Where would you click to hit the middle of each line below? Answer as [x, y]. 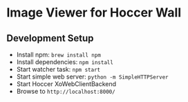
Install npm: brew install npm [59, 54]
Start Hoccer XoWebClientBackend [66, 84]
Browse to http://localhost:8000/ [66, 91]
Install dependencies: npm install [65, 62]
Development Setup [50, 38]
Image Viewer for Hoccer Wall [94, 13]
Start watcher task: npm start [58, 69]
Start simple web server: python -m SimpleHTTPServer [92, 76]
